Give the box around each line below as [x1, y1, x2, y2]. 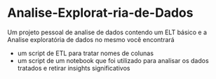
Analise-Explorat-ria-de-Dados [7, 5, 194, 21]
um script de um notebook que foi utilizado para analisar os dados [17, 56, 209, 64]
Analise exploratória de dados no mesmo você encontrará [7, 35, 175, 43]
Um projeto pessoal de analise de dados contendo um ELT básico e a [7, 28, 208, 36]
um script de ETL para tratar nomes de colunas [17, 49, 154, 57]
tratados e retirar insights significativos [17, 64, 130, 72]
